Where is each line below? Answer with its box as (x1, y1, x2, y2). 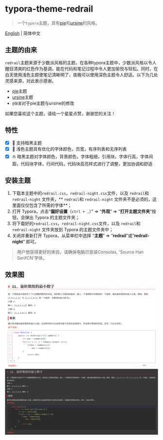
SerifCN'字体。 (16, 255, 47, 261)
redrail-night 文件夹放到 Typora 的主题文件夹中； (12, 226, 114, 232)
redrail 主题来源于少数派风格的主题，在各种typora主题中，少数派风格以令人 (5, 60, 157, 65)
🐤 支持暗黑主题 (12, 140, 42, 146)
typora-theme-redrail (5, 3, 94, 15)
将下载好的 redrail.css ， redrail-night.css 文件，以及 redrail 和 (12, 220, 141, 226)
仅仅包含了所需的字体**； (20, 202, 72, 208)
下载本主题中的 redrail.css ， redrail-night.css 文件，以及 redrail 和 (12, 190, 149, 196)
